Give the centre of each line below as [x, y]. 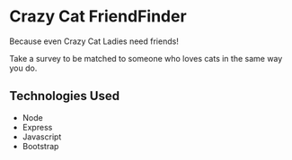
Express [37, 127]
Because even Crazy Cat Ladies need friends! [94, 41]
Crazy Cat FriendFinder [98, 17]
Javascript [42, 137]
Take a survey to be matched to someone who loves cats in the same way [146, 58]
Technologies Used [64, 96]
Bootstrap [40, 146]
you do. [23, 68]
